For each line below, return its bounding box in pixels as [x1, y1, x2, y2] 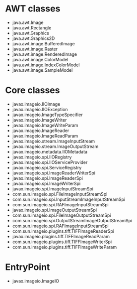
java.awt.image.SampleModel [12, 67, 73, 73]
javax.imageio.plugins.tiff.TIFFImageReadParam [12, 233, 110, 239]
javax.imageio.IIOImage [12, 101, 61, 107]
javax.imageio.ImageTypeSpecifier [12, 112, 83, 118]
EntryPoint [5, 262, 50, 273]
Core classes [5, 85, 60, 96]
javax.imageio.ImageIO [12, 278, 60, 284]
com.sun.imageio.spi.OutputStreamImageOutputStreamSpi [12, 217, 133, 223]
